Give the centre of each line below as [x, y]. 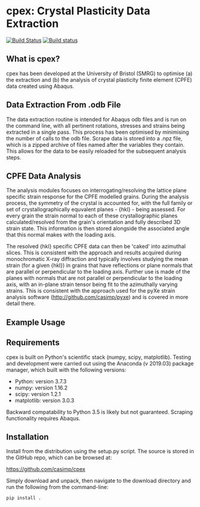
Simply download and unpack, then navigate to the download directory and [99, 481]
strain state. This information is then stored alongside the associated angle [98, 229]
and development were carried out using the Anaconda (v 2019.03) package [100, 363]
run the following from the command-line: [57, 487]
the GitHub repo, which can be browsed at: [59, 457]
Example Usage [36, 322]
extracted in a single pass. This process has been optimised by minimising [98, 132]
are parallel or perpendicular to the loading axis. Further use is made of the [98, 272]
